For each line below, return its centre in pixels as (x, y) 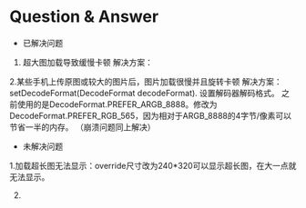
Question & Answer (84, 17)
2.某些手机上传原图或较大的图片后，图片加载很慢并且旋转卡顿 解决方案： (146, 81)
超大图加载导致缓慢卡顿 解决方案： (87, 62)
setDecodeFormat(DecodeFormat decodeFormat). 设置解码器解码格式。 (144, 93)
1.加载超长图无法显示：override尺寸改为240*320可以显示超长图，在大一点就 (153, 165)
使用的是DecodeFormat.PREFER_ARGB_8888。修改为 (117, 104)
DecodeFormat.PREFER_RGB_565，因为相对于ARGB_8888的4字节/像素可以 (151, 115)
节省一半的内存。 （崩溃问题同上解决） (82, 127)
